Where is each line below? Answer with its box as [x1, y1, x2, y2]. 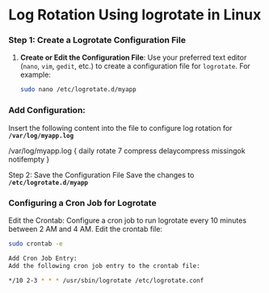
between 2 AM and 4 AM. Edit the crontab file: [8, 224, 163, 233]
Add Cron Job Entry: [8, 254, 78, 262]
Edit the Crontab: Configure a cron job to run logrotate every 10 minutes [8, 216, 247, 225]
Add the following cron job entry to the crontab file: [8, 262, 200, 270]
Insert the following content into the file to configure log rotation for [8, 123, 233, 132]
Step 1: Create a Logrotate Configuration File [8, 35, 186, 46]
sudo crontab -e [8, 240, 63, 248]
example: [19, 70, 51, 80]
